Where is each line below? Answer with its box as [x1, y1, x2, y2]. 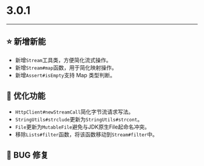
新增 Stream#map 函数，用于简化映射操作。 [15, 64, 117, 71]
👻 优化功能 [6, 91, 46, 101]
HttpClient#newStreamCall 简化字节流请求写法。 [15, 108, 134, 115]
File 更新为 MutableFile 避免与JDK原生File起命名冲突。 [15, 123, 150, 130]
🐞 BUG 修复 [6, 150, 49, 160]
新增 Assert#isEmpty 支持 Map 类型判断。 [15, 71, 115, 78]
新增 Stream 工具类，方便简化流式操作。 [15, 56, 112, 63]
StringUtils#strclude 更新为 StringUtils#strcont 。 [15, 115, 143, 123]
